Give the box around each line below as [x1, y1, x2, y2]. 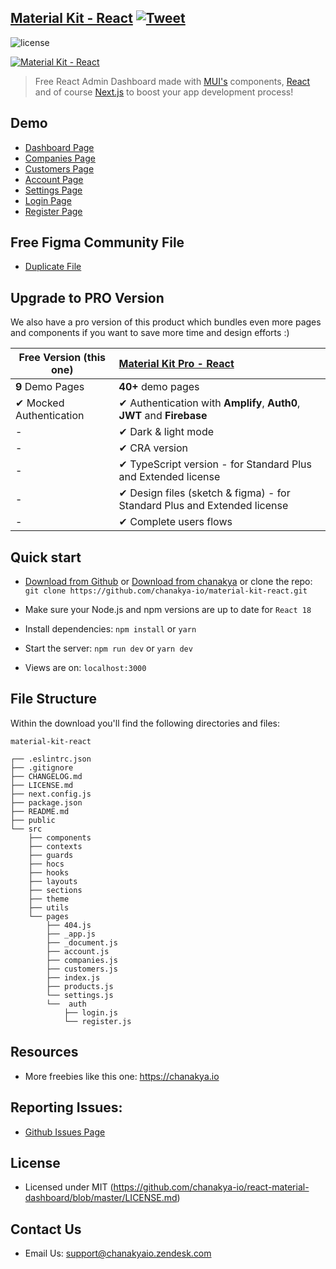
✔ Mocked [15, 396, 65, 410]
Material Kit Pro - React [118, 357, 235, 371]
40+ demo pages [118, 380, 200, 394]
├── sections [28, 885, 83, 895]
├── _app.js [46, 929, 97, 939]
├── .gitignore [10, 762, 74, 773]
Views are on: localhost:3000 [24, 662, 147, 674]
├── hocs [28, 859, 65, 869]
